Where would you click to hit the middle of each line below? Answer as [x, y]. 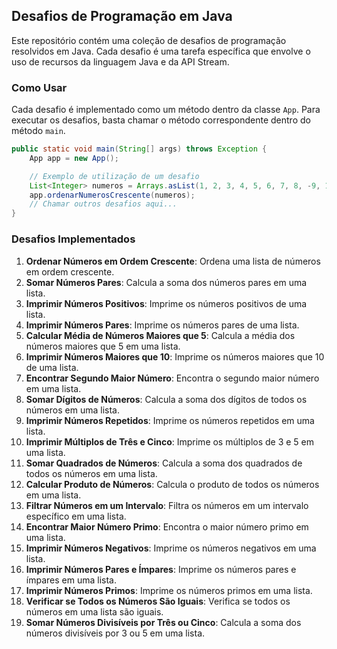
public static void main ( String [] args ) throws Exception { [139, 149]
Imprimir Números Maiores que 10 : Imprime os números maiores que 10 [175, 356]
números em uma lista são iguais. [94, 611]
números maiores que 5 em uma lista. [103, 346]
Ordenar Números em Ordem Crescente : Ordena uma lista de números [173, 261]
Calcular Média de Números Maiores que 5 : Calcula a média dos [160, 335]
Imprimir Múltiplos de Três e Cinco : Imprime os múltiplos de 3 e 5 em [170, 441]
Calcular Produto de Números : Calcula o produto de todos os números [172, 484]
